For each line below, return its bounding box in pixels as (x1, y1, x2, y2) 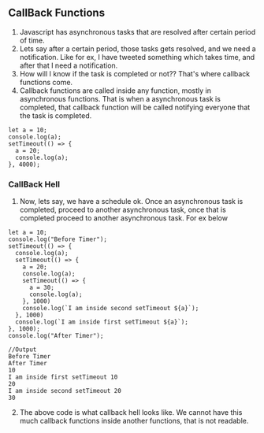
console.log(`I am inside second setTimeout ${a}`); (22, 305, 199, 313)
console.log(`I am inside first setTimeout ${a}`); (15, 318, 189, 326)
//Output (8, 346, 37, 353)
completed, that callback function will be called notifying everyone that (19, 102, 251, 112)
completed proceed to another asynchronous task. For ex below (19, 213, 229, 223)
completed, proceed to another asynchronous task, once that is (19, 205, 226, 215)
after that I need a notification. (19, 61, 118, 70)
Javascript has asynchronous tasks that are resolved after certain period (19, 27, 256, 36)
